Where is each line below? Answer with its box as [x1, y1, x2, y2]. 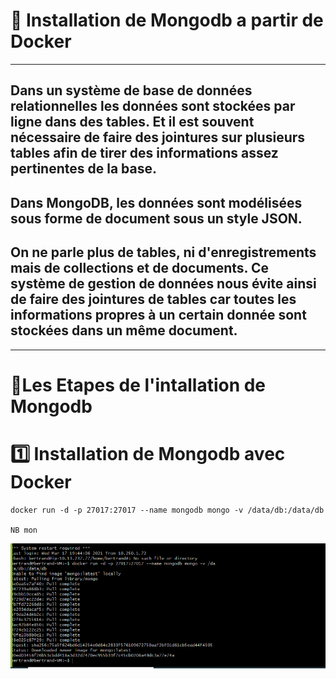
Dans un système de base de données [10, 82, 253, 99]
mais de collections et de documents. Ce [10, 260, 269, 277]
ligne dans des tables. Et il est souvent [10, 114, 255, 131]
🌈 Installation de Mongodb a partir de [10, 9, 324, 32]
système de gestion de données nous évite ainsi [10, 275, 317, 293]
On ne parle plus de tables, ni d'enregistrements [10, 244, 317, 261]
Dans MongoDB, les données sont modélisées [10, 194, 303, 211]
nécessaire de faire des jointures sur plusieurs [10, 129, 306, 146]
